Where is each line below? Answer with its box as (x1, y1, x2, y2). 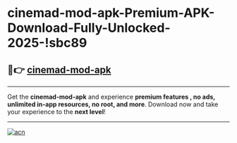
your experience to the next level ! (7, 108, 106, 116)
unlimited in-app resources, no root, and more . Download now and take (7, 100, 219, 108)
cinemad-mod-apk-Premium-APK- (7, 5, 215, 21)
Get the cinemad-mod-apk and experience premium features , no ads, (7, 93, 216, 101)
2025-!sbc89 (7, 35, 87, 51)
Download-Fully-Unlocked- (7, 20, 171, 36)
